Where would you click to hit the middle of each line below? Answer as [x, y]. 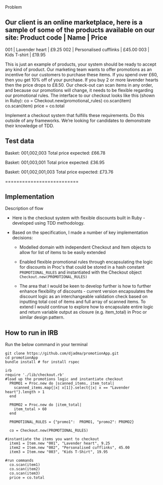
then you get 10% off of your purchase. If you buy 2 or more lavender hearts [82, 80]
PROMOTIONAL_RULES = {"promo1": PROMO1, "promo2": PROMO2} [72, 422]
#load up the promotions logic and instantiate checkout [64, 379]
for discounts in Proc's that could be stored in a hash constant [82, 267]
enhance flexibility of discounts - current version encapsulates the [86, 291]
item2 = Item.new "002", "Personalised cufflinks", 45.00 [70, 448]
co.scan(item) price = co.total [35, 106]
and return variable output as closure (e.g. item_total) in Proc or [83, 312]
